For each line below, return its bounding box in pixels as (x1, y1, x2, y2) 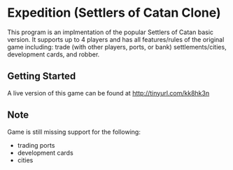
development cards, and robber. (7, 50, 100, 59)
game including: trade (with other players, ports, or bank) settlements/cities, (7, 42, 227, 51)
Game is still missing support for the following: (7, 127, 141, 136)
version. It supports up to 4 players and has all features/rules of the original (7, 35, 225, 43)
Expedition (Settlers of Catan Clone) (7, 5, 222, 21)
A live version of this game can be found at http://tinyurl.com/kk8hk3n (7, 88, 210, 97)
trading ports (17, 141, 55, 149)
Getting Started (7, 70, 76, 82)
